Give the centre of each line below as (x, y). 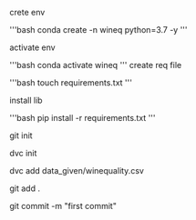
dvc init (23, 153)
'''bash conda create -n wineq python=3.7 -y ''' (99, 30)
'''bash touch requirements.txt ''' (71, 83)
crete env (27, 12)
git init (21, 135)
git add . (25, 188)
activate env (33, 47)
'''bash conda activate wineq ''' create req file (96, 65)
